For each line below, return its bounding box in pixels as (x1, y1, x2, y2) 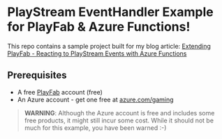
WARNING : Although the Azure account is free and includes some (24, 108, 215, 117)
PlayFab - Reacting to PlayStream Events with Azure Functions (7, 49, 187, 58)
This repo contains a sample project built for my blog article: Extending (7, 42, 212, 50)
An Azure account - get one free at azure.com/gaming (17, 95, 174, 104)
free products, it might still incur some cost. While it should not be (24, 116, 214, 124)
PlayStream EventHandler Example (7, 4, 214, 20)
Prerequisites (7, 69, 67, 81)
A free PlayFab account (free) (17, 88, 103, 96)
